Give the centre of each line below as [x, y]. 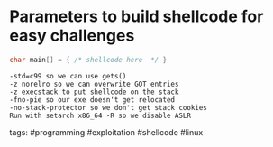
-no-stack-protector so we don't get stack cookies [108, 107]
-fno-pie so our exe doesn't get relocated [92, 100]
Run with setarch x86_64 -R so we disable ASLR [100, 115]
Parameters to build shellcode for [136, 17]
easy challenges [72, 36]
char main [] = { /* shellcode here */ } [88, 60]
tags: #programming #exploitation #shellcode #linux [106, 132]
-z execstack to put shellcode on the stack [94, 92]
